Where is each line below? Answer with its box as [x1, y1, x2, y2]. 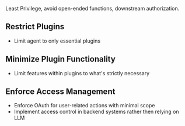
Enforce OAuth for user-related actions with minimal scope [13, 102, 155, 109]
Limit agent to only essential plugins [13, 37, 100, 44]
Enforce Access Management [5, 87, 116, 97]
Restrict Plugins [5, 22, 65, 32]
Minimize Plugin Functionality [5, 54, 116, 64]
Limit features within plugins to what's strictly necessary [13, 69, 150, 76]
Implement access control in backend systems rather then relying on [13, 108, 179, 116]
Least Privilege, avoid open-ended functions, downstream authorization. [5, 5, 180, 12]
